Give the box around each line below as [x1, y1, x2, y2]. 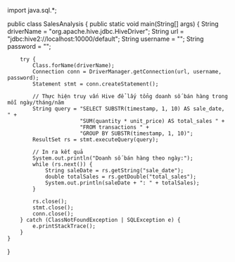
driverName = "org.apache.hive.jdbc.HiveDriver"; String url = [7, 28, 184, 35]
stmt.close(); [32, 204, 74, 211]
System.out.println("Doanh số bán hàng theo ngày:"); [32, 155, 193, 162]
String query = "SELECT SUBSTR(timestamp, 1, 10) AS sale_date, [32, 105, 225, 112]
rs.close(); [32, 198, 68, 205]
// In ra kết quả [32, 148, 83, 155]
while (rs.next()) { [32, 161, 93, 168]
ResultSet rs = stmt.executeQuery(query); [32, 136, 159, 143]
